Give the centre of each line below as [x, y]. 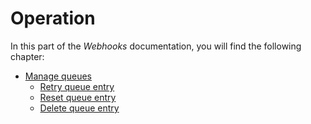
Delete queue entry [79, 108]
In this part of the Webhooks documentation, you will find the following [156, 46]
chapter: [27, 56]
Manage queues [58, 76]
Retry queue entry [77, 86]
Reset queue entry [78, 97]
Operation [53, 18]
